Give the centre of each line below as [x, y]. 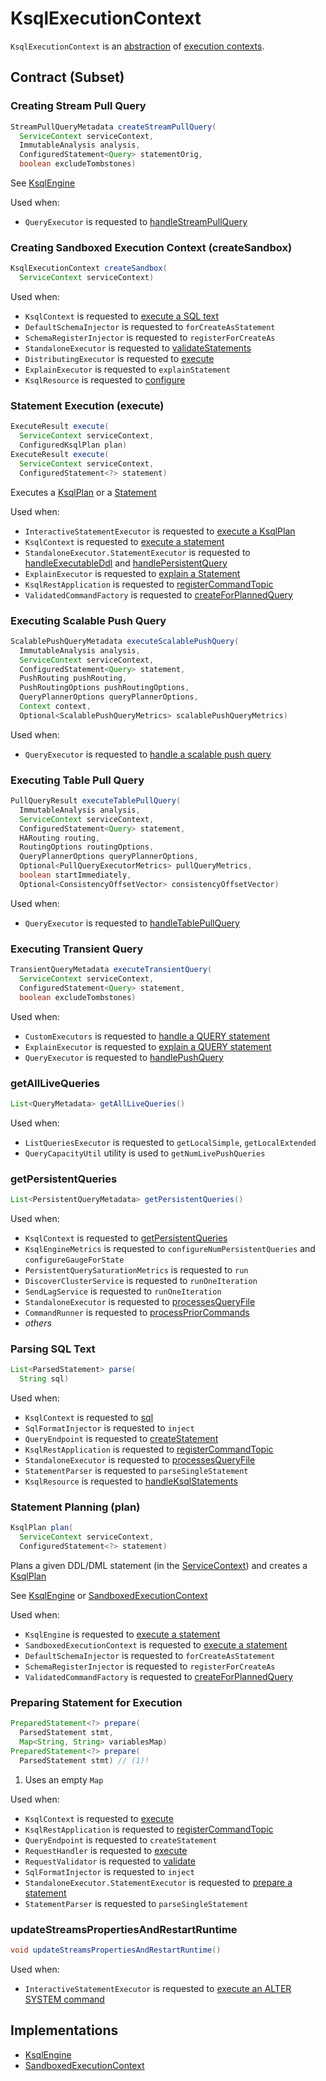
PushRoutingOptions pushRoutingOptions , [104, 688]
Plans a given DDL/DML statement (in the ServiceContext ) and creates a [159, 1565]
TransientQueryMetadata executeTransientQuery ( [111, 970]
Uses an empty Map [64, 1779]
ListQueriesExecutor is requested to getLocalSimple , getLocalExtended [170, 1142]
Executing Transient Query [77, 949]
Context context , [55, 707]
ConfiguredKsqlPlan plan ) [73, 445]
